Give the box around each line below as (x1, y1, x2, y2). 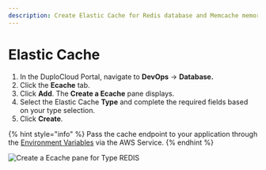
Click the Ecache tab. (19, 80, 90, 89)
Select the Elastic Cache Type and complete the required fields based (19, 96, 249, 107)
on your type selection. (19, 105, 96, 115)
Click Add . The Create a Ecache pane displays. (19, 89, 175, 98)
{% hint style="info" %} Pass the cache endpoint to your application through (8, 129, 258, 138)
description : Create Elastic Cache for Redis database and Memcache (8, 11, 239, 20)
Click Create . (19, 114, 63, 123)
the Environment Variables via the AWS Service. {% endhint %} (8, 138, 215, 147)
